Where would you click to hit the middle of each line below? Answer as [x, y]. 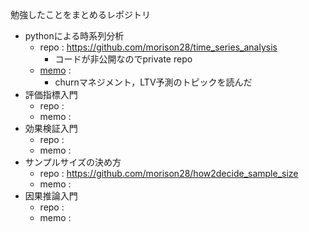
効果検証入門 [51, 128]
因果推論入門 [51, 196]
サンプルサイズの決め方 [73, 162]
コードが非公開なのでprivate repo [123, 59]
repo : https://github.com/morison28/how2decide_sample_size [169, 173]
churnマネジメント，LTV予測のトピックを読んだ [153, 82]
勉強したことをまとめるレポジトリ [80, 14]
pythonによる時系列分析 [74, 36]
